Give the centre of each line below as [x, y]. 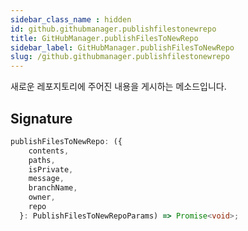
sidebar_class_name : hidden [71, 19]
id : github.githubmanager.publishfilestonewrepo [113, 29]
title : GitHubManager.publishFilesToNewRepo [104, 38]
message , [46, 179]
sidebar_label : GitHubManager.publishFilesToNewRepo [122, 47]
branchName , [53, 188]
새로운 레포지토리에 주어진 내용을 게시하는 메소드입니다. [118, 87]
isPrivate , [51, 169]
